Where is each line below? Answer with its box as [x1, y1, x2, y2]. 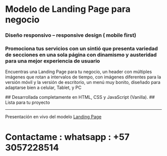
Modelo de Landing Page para [5, 3, 131, 15]
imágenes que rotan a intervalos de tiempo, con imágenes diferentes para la [5, 74, 162, 80]
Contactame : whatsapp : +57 [5, 131, 130, 143]
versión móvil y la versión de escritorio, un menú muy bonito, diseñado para [5, 79, 161, 85]
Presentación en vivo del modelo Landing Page [5, 114, 102, 120]
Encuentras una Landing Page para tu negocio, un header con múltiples [5, 69, 152, 75]
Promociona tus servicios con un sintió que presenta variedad [5, 45, 158, 52]
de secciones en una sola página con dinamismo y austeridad [5, 51, 157, 58]
